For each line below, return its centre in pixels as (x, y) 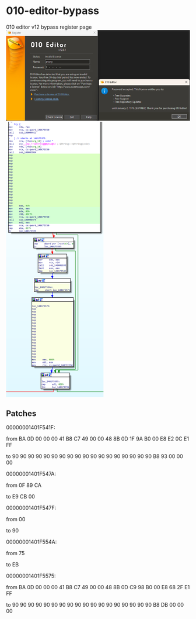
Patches (21, 414)
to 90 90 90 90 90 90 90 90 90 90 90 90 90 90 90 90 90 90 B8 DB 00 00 (95, 605)
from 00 (16, 520)
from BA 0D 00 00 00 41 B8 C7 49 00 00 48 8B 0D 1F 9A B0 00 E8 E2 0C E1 (98, 439)
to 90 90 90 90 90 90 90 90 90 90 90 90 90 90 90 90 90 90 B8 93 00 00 (95, 456)
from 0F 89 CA (24, 485)
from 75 (15, 553)
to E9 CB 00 (20, 497)
